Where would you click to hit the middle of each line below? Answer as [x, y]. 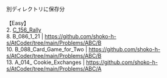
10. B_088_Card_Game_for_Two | [47, 49]
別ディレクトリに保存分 [36, 9]
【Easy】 [18, 23]
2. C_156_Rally [24, 30]
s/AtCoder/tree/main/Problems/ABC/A [54, 69]
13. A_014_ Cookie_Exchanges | [46, 62]
